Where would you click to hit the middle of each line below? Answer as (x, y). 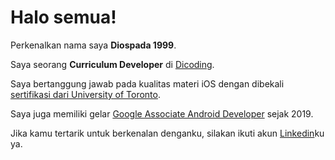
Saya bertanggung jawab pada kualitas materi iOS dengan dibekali (147, 83)
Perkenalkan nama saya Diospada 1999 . (93, 45)
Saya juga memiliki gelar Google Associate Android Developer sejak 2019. (162, 113)
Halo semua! (63, 17)
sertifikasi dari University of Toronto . (86, 94)
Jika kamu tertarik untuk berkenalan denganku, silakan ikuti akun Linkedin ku (167, 133)
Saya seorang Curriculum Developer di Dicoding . (112, 64)
